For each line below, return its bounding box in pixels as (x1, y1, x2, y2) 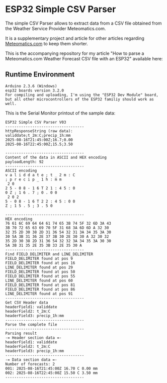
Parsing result (5, 331, 37, 336)
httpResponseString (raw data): (5, 128, 73, 134)
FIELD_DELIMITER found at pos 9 (5, 256, 73, 261)
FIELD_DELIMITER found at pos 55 (5, 273, 75, 278)
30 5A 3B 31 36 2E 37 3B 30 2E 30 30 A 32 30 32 (5, 234, 109, 239)
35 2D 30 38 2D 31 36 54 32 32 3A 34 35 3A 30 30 (5, 238, 112, 243)
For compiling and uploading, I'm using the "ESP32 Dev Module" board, (5, 92, 158, 98)
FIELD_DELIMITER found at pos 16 (5, 260, 75, 265)
